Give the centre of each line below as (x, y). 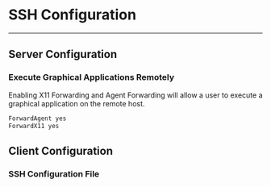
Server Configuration (63, 54)
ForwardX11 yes (34, 126)
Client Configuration (61, 151)
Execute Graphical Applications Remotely (92, 77)
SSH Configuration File (54, 173)
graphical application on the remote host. (77, 103)
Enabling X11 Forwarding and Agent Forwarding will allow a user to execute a (135, 95)
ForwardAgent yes (38, 118)
